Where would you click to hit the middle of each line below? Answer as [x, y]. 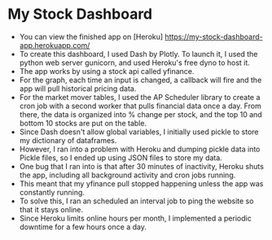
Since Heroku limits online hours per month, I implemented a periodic [135, 218]
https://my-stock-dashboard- [214, 37]
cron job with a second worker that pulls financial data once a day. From [140, 106]
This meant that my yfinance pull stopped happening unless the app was [141, 183]
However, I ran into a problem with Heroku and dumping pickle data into [140, 149]
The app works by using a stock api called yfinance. [107, 71]
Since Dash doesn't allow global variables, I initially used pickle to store [139, 132]
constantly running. [52, 192]
